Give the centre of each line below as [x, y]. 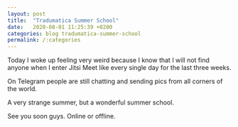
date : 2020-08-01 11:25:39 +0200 [60, 27]
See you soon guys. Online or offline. [61, 116]
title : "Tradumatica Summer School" [63, 20]
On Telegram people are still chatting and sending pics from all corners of [115, 81]
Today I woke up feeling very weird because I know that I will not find [108, 60]
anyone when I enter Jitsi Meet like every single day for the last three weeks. [120, 68]
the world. [22, 89]
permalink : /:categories [44, 40]
